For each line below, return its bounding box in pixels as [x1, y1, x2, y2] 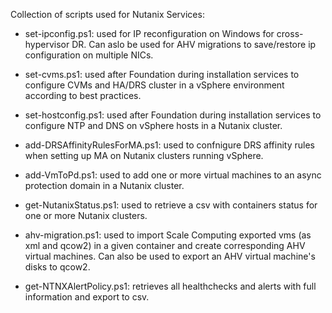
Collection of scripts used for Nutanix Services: [10, 9, 205, 20]
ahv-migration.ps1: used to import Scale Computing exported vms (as [24, 229, 312, 241]
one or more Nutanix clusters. [24, 210, 148, 221]
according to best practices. [24, 90, 142, 101]
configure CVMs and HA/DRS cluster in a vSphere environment [24, 79, 285, 91]
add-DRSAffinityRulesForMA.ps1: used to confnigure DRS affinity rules [24, 139, 315, 151]
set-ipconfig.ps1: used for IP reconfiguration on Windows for [24, 28, 275, 39]
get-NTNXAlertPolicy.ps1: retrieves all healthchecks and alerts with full [24, 280, 317, 292]
